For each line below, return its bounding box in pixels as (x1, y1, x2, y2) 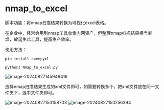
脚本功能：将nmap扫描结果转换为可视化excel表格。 (5, 20, 109, 25)
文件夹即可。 (30, 89, 57, 95)
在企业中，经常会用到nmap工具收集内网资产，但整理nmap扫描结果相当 (5, 30, 148, 36)
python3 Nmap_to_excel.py (5, 65, 58, 70)
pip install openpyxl (5, 56, 49, 61)
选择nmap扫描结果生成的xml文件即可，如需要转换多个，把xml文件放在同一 (5, 84, 155, 89)
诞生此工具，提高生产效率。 (18, 36, 74, 42)
